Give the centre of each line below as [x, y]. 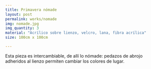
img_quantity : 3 [22, 28]
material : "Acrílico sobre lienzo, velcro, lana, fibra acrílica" [76, 33]
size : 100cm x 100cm [27, 38]
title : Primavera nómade [31, 10]
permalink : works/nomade [31, 19]
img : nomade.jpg [22, 24]
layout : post [19, 14]
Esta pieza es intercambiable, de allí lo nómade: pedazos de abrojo [74, 56]
